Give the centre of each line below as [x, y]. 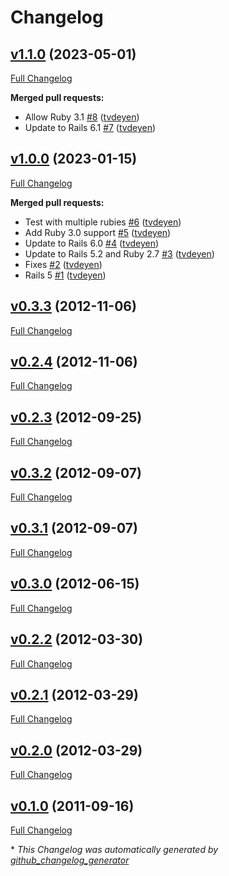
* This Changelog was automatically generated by [114, 849]
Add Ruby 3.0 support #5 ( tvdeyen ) [98, 232]
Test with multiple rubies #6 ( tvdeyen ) [103, 222]
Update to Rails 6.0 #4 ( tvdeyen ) [92, 243]
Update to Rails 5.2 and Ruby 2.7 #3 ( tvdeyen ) [119, 253]
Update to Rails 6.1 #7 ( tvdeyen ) [90, 127]
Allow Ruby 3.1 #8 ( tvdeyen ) [82, 117]
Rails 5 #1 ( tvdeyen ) [65, 275]
